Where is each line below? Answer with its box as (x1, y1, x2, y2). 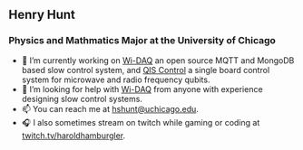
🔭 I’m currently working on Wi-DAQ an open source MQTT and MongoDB (21, 54, 295, 66)
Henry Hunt (8, 7, 76, 23)
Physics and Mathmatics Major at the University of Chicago (8, 34, 276, 47)
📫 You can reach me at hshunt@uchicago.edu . (21, 103, 199, 114)
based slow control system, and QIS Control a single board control (21, 64, 270, 75)
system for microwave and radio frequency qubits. (21, 74, 210, 85)
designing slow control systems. (21, 93, 142, 104)
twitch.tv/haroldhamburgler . (21, 130, 126, 141)
